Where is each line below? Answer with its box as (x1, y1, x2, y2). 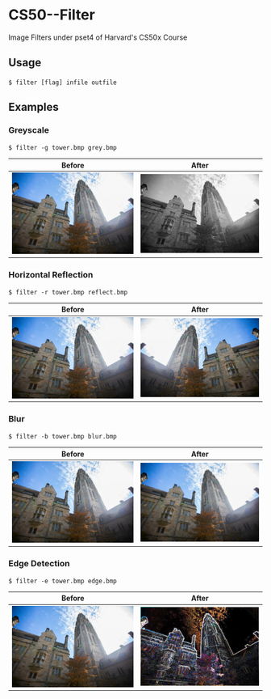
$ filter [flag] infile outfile (8, 78, 117, 87)
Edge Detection (8, 557, 70, 569)
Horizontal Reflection (8, 269, 94, 280)
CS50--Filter (8, 6, 95, 24)
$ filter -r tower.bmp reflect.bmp (8, 288, 128, 296)
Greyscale (8, 125, 50, 136)
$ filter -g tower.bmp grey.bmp (8, 144, 117, 152)
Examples (8, 100, 59, 114)
